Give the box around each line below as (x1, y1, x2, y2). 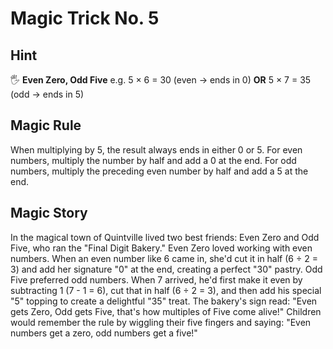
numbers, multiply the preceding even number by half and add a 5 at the (10, 165, 309, 177)
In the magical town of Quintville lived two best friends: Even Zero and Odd (10, 231, 320, 243)
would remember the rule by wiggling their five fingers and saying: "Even (10, 316, 312, 328)
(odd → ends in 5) (10, 88, 85, 100)
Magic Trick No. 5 (10, 7, 160, 30)
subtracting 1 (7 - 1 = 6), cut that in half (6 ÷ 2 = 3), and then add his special (10, 284, 322, 296)
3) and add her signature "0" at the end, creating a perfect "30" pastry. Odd (10, 263, 323, 275)
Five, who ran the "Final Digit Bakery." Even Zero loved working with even (10, 242, 313, 254)
